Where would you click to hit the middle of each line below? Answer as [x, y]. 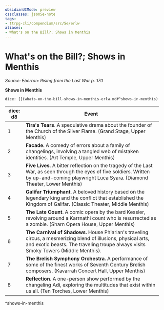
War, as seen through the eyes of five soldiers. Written [88, 171]
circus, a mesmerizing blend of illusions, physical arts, [88, 238]
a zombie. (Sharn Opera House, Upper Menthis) [80, 224]
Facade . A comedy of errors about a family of [78, 145]
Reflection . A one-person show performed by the [83, 279]
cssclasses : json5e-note [30, 14]
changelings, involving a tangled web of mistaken [82, 151]
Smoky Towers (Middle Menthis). [63, 250]
